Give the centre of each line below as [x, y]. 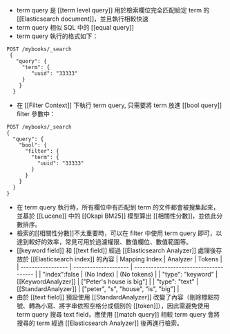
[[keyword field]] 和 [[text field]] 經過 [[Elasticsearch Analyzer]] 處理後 [116, 250]
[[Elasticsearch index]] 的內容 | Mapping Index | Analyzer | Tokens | [126, 259]
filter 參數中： [36, 114]
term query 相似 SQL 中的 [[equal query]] [75, 27]
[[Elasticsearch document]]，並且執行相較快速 [83, 19]
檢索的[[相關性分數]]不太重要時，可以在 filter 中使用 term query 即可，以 [119, 233]
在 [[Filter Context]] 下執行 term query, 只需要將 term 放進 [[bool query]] [119, 105]
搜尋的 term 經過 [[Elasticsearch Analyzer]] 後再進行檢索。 [100, 323]
